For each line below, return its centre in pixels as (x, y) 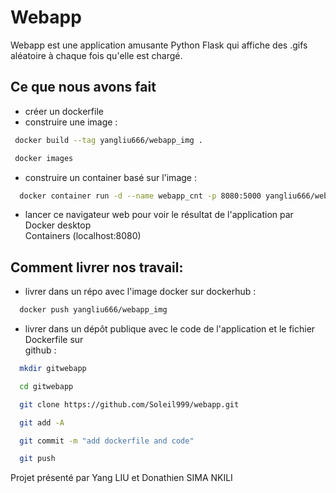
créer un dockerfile (64, 111)
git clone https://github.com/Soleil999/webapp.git (129, 404)
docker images (44, 158)
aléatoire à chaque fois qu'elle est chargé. (96, 55)
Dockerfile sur (54, 340)
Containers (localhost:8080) (83, 236)
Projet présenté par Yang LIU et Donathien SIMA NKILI (121, 478)
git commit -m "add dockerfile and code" (107, 441)
